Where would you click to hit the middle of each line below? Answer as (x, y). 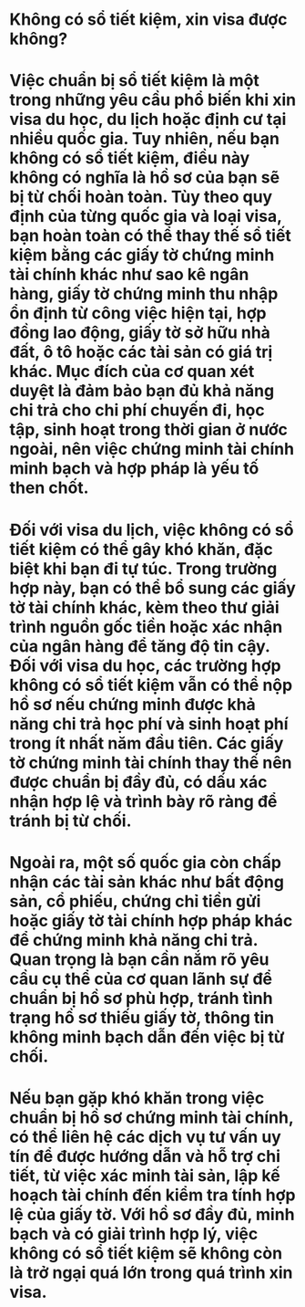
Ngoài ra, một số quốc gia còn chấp (146, 862)
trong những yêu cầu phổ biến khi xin (153, 100)
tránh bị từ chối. (71, 821)
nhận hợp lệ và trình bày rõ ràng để (143, 801)
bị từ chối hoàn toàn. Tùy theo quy (141, 197)
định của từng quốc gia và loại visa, (146, 217)
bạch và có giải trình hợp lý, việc (134, 1234)
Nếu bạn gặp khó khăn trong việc (137, 1098)
